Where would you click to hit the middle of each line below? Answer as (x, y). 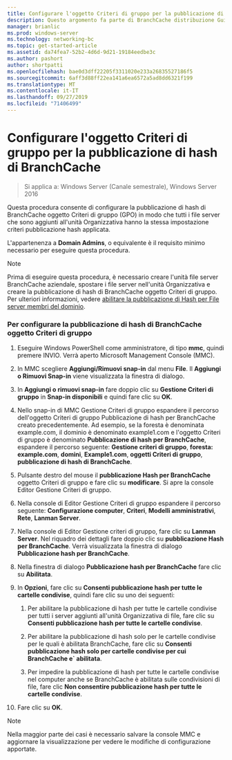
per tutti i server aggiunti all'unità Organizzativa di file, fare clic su (121, 616)
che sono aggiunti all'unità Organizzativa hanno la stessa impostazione (108, 221)
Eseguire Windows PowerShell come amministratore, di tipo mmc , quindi (120, 348)
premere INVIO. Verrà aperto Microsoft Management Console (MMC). (116, 355)
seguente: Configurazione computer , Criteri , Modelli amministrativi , (116, 511)
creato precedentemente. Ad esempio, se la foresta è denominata (110, 425)
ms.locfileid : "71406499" (44, 104)
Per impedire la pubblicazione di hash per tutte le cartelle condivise (123, 672)
